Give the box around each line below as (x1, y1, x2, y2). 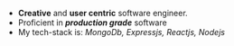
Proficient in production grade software (17, 17, 167, 28)
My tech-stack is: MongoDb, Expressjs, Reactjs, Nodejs (17, 27, 226, 37)
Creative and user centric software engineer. (17, 8, 188, 18)
